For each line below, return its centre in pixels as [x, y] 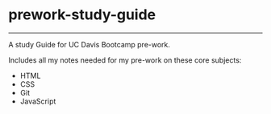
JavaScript [38, 101]
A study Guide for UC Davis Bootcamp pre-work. [90, 44]
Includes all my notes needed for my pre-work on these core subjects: [125, 60]
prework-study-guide [82, 15]
